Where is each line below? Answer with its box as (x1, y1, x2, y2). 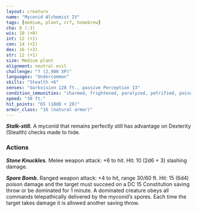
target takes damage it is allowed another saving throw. (6, 199, 140, 206)
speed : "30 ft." (6, 95, 46, 101)
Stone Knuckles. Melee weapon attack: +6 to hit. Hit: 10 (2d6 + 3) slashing (6, 156, 187, 164)
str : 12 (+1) (6, 52, 38, 58)
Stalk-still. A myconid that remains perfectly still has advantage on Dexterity (6, 122, 191, 129)
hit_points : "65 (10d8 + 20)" (6, 101, 80, 107)
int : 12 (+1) (6, 36, 38, 42)
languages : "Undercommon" (6, 74, 69, 80)
